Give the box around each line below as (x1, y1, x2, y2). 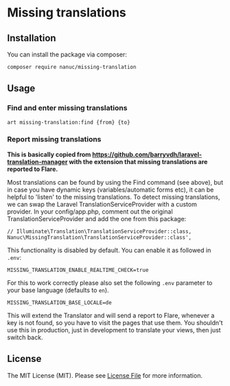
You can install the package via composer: (7, 50, 127, 58)
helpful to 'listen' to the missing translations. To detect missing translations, (7, 192, 220, 201)
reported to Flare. (7, 165, 58, 173)
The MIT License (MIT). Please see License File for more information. (7, 371, 203, 379)
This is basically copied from (7, 150, 91, 159)
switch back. (7, 333, 43, 341)
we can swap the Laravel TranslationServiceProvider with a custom (7, 200, 197, 208)
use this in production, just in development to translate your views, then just (7, 326, 221, 334)
